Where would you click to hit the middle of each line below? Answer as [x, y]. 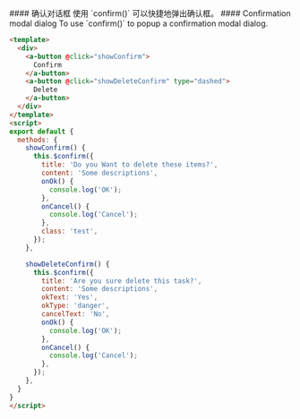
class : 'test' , [70, 231]
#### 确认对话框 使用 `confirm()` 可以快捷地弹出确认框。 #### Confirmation [150, 13]
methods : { [38, 140]
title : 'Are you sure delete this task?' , [122, 281]
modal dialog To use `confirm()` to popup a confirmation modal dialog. [139, 23]
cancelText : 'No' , [76, 314]
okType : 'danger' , [76, 306]
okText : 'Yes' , [70, 297]
